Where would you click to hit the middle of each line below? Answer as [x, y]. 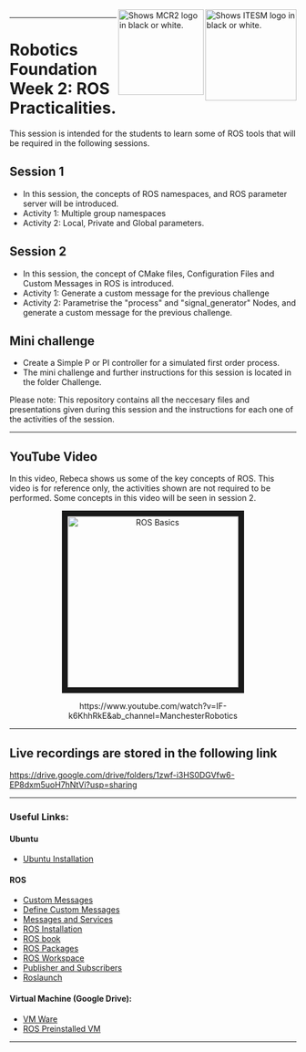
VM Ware [40, 1019]
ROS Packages [51, 949]
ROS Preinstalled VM [61, 1028]
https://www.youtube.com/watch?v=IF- [153, 706]
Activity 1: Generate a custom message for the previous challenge [146, 293]
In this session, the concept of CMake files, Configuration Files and [148, 274]
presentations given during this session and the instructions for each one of [152, 410]
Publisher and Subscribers [72, 968]
